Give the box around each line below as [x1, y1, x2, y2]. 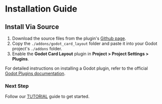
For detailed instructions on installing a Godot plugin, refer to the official [5, 65, 148, 71]
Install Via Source [5, 23, 59, 31]
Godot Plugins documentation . [5, 71, 66, 76]
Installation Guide [5, 3, 77, 15]
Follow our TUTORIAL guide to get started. [5, 93, 89, 100]
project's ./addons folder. [12, 46, 62, 51]
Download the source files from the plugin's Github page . [12, 35, 127, 41]
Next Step [5, 82, 29, 89]
